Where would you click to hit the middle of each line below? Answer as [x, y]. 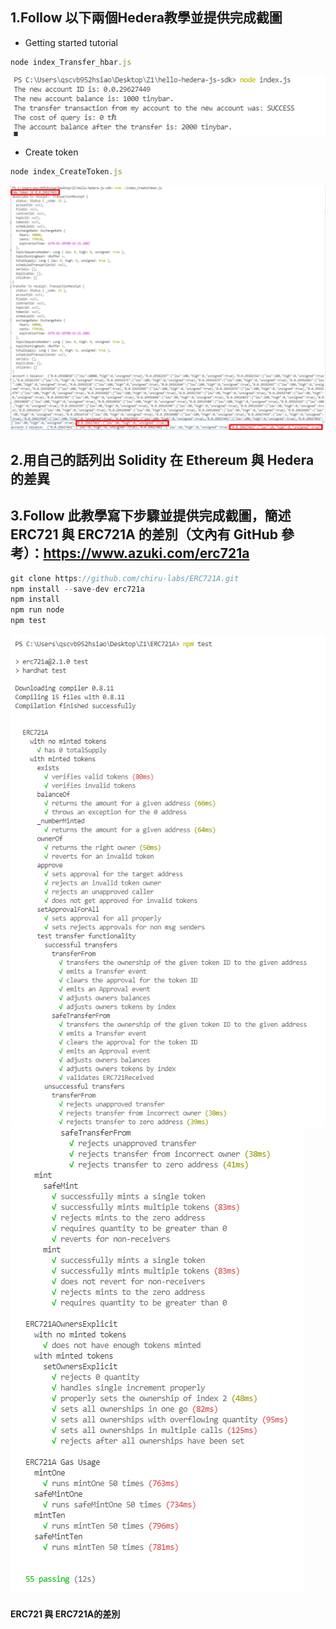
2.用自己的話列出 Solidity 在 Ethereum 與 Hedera [162, 459]
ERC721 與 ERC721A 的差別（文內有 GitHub [144, 534]
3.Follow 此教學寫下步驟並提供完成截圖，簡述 [151, 516]
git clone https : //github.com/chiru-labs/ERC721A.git [125, 578]
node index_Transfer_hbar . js [71, 62]
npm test [28, 621]
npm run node [37, 610]
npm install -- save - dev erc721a [77, 589]
